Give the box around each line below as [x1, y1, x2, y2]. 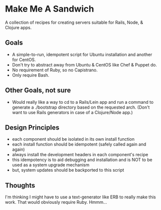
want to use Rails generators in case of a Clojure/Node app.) [12, 109, 133, 115]
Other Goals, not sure [5, 86, 71, 95]
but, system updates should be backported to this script [12, 167, 125, 173]
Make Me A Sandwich [5, 3, 95, 15]
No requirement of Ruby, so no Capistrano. [12, 67, 98, 73]
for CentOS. [12, 57, 36, 63]
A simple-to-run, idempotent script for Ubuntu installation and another [12, 51, 153, 57]
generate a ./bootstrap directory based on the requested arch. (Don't [12, 104, 150, 110]
